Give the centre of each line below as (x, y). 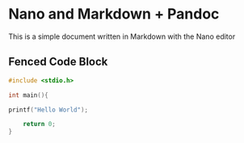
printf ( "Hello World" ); (48, 110)
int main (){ (28, 95)
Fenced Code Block (58, 62)
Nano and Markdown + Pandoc (114, 14)
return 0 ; (40, 124)
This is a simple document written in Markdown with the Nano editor (122, 36)
